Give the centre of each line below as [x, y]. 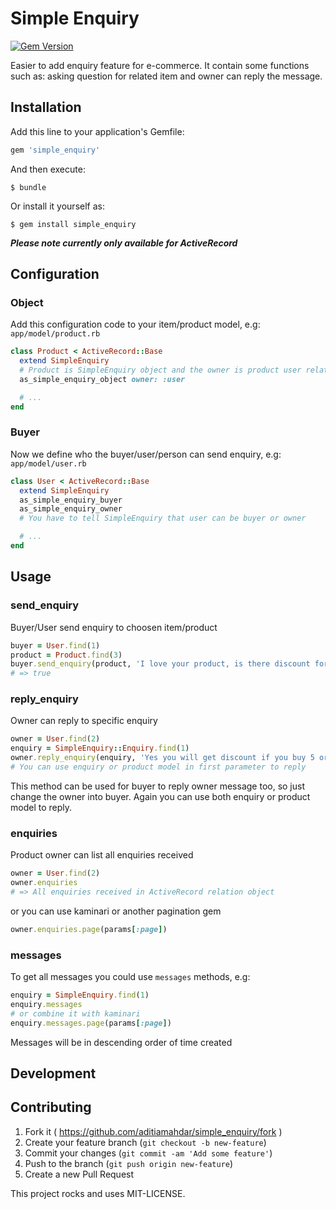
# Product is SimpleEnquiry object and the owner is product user [160, 370]
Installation [46, 107]
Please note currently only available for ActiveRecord [124, 243]
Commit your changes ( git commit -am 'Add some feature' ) [148, 1153]
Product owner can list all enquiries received [102, 855]
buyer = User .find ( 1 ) [55, 645]
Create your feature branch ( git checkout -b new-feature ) [145, 1142]
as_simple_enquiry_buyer [71, 500]
